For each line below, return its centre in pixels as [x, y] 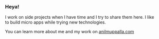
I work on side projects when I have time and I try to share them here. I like [80, 17]
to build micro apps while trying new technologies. [55, 22]
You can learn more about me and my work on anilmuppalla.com [70, 32]
